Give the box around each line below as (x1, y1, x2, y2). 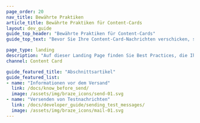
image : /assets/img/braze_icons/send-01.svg (11, 91, 124, 97)
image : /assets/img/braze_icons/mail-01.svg (11, 108, 124, 113)
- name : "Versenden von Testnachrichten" (6, 96, 111, 103)
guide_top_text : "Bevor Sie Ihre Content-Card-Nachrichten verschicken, (6, 36, 190, 42)
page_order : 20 (6, 8, 44, 15)
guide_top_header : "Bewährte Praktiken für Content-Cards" (6, 31, 156, 37)
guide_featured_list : (6, 74, 60, 80)
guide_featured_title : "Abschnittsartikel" (6, 69, 116, 75)
